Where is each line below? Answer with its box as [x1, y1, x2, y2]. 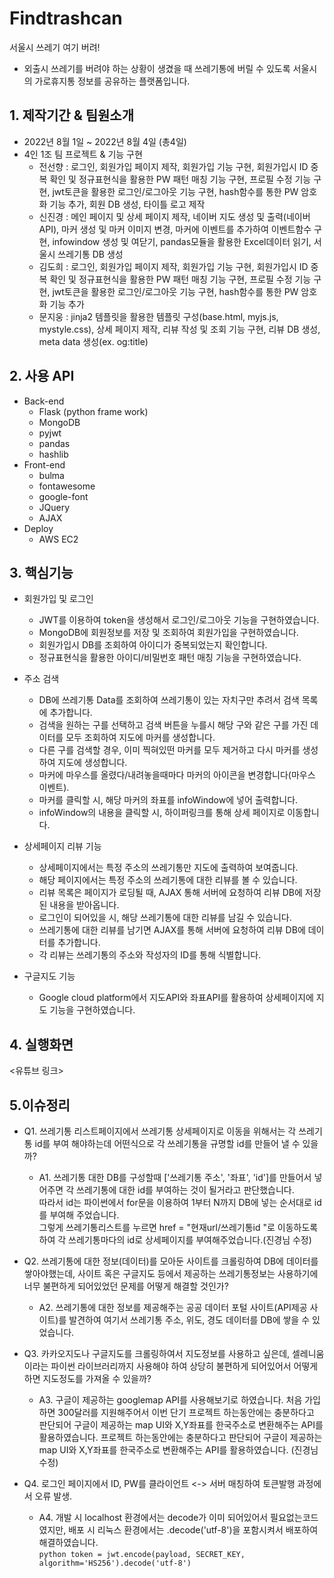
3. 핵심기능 [9, 564, 74, 581]
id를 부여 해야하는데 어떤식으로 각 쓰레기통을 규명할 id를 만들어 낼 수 [34, 1138, 301, 1149]
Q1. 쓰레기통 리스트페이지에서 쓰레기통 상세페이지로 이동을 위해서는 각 [23, 1125, 297, 1137]
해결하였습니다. [38, 1537, 99, 1548]
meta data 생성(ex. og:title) [38, 335, 149, 347]
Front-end [23, 458, 66, 471]
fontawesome [38, 480, 96, 492]
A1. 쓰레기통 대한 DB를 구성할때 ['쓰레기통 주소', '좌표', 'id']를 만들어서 [38, 1172, 312, 1183]
